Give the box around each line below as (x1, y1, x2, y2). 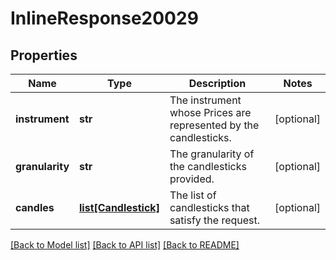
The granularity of (169, 147, 255, 161)
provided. (169, 172, 215, 186)
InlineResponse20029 (10, 7, 199, 30)
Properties (10, 47, 78, 64)
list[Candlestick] (79, 201, 160, 214)
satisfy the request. (169, 213, 261, 227)
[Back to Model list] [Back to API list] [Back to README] (10, 239, 240, 251)
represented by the (169, 118, 260, 132)
